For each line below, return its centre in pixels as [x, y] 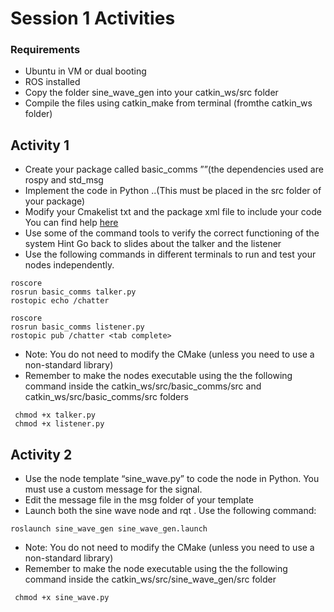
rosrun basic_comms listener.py [77, 327]
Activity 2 [41, 454]
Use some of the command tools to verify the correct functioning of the [172, 233]
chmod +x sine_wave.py [62, 598]
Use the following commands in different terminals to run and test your [170, 254]
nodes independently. [69, 265]
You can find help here [71, 223]
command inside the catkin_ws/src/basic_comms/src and [143, 386]
